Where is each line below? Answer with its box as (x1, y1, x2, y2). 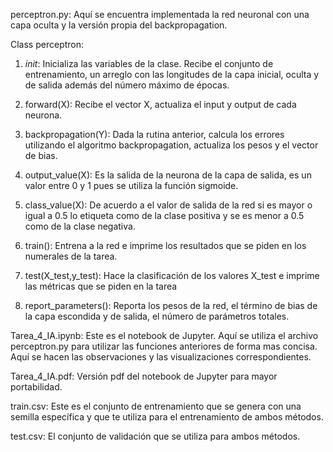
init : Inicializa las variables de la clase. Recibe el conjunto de (24, 58, 274, 69)
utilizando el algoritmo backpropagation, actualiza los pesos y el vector (24, 139, 319, 151)
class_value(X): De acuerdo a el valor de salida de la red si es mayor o (24, 199, 313, 211)
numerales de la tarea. (24, 250, 118, 262)
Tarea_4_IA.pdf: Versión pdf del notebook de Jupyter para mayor (10, 370, 278, 382)
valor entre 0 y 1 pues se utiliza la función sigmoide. (24, 180, 239, 191)
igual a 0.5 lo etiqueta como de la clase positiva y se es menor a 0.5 (24, 210, 305, 221)
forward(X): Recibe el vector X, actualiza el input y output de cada (24, 99, 297, 110)
